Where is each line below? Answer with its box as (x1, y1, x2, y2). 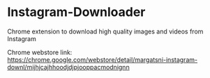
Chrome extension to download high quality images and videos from (7, 27, 204, 36)
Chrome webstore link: (7, 48, 73, 56)
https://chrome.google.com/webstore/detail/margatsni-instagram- (7, 55, 197, 63)
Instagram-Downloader (7, 4, 146, 20)
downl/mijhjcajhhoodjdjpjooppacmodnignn (7, 63, 130, 71)
